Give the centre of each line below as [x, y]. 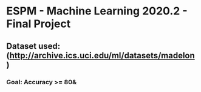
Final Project [39, 24]
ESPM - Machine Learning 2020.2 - [97, 11]
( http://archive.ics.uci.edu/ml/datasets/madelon [101, 55]
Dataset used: [33, 46]
